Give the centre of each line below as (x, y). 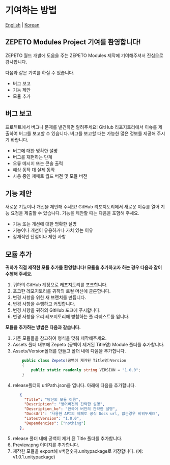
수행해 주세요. (19, 274)
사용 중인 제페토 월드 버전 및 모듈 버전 (50, 176)
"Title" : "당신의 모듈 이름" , (52, 400)
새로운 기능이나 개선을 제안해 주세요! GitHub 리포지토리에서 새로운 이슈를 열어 (82, 207)
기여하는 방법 (31, 10)
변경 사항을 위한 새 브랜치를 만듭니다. (49, 297)
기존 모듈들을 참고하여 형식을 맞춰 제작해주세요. (60, 338)
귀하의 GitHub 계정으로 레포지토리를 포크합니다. (60, 285)
